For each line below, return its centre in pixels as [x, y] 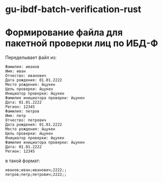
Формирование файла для [64, 33]
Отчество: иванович [26, 76]
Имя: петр [16, 116]
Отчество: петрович [26, 120]
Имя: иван [16, 71]
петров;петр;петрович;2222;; [36, 175]
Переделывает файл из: [31, 57]
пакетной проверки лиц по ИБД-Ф [82, 43]
